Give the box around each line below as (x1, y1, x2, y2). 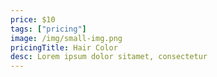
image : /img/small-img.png (10, 33, 123, 43)
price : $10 (10, 14, 56, 25)
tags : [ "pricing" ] (10, 24, 87, 34)
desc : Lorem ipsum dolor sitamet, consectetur (10, 52, 208, 62)
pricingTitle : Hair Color (10, 42, 118, 53)
